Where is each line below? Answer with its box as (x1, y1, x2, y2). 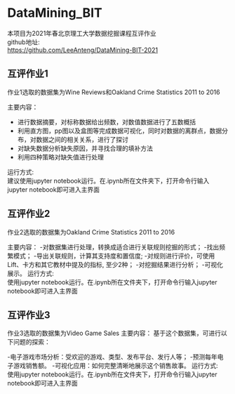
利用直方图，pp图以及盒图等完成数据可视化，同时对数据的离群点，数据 (17, 126, 222, 135)
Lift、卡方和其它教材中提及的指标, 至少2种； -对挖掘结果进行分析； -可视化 (7, 260, 223, 268)
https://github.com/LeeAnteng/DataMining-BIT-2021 (7, 46, 159, 54)
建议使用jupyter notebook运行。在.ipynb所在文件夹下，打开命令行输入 (7, 176, 210, 185)
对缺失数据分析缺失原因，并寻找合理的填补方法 (17, 144, 153, 152)
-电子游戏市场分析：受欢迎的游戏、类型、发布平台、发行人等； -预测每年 (7, 353, 217, 361)
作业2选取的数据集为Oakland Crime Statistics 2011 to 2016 (7, 228, 175, 236)
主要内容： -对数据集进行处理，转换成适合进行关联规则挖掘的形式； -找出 (7, 242, 220, 251)
